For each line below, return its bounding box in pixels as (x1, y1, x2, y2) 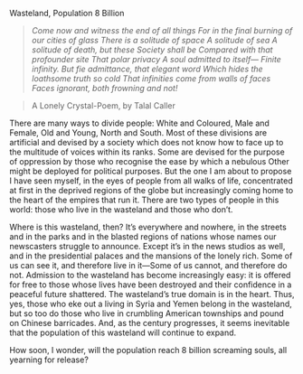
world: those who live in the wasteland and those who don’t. (9, 204, 233, 215)
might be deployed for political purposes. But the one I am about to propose (9, 166, 292, 176)
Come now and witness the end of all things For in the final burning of (31, 25, 293, 35)
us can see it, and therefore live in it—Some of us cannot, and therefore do (9, 260, 288, 270)
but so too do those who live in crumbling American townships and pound (9, 308, 285, 319)
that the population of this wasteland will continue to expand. (9, 327, 237, 338)
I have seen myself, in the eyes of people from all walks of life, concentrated (9, 175, 294, 186)
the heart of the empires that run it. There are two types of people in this (9, 194, 279, 205)
